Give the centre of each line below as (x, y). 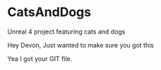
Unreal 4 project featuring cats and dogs (66, 31)
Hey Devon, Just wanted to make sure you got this (80, 45)
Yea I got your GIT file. (40, 58)
